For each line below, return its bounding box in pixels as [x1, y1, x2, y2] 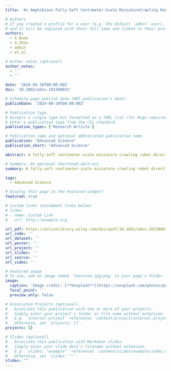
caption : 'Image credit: [10, 283, 63, 288]
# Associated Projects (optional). [5, 301, 81, 307]
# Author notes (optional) [5, 59, 63, 64]
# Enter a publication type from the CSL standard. [5, 120, 117, 125]
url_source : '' [5, 255, 38, 260]
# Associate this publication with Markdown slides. [5, 339, 124, 344]
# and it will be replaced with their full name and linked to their [5, 26, 156, 31]
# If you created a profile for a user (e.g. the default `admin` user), [5, 21, 165, 26]
